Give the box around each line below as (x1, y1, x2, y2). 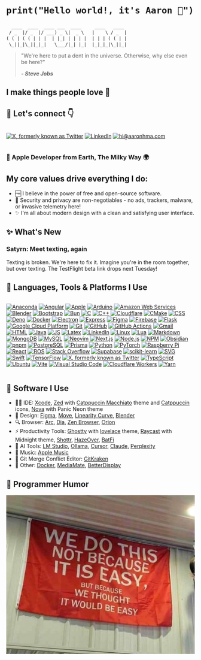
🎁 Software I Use (6, 383, 69, 393)
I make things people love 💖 (6, 87, 111, 98)
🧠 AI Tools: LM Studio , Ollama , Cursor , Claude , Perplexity (14, 443, 156, 450)
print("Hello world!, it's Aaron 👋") (6, 5, 194, 16)
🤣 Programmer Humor (6, 479, 89, 489)
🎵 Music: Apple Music (14, 449, 69, 456)
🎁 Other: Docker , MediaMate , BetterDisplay (14, 462, 121, 469)
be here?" (20, 58, 45, 65)
